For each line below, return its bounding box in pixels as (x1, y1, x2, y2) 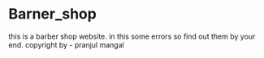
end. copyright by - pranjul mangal (8, 39, 124, 49)
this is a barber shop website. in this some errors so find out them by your (8, 31, 256, 41)
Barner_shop (8, 5, 97, 23)
